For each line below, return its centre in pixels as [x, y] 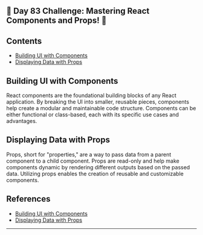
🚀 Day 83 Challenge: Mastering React [78, 11]
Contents [24, 41]
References [28, 199]
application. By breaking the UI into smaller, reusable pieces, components [98, 102]
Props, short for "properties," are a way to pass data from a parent [89, 154]
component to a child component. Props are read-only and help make [93, 161]
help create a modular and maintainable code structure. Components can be [101, 108]
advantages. [22, 121]
